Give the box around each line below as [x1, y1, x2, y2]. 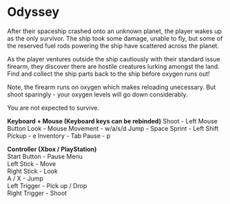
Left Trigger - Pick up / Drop [7, 181, 87, 190]
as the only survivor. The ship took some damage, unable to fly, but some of [7, 34, 223, 42]
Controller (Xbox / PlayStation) [7, 145, 97, 153]
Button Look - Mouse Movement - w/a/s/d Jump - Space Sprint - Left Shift [7, 124, 219, 132]
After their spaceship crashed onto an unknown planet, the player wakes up [7, 27, 222, 35]
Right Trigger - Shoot [7, 189, 67, 197]
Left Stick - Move [7, 159, 56, 167]
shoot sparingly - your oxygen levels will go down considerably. [7, 90, 188, 99]
